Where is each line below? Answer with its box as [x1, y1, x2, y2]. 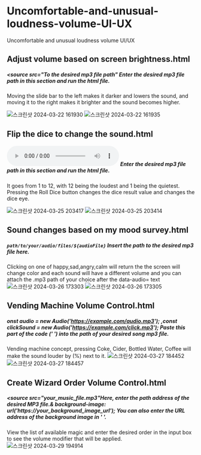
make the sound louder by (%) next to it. [7, 352, 106, 360]
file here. [7, 248, 30, 255]
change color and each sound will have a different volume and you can [7, 270, 181, 277]
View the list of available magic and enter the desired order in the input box [7, 429, 192, 436]
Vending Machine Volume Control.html [7, 301, 155, 311]
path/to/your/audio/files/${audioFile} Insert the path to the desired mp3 [7, 242, 194, 249]
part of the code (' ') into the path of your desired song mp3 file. [7, 330, 169, 337]
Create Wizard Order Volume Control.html [7, 378, 166, 388]
